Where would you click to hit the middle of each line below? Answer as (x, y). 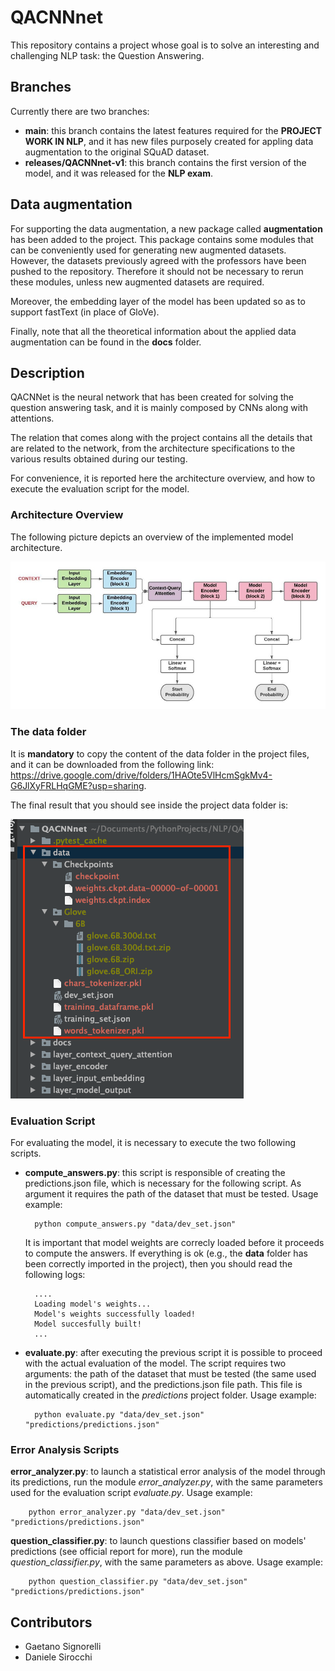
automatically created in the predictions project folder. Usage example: (170, 1395)
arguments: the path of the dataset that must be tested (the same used (170, 1374)
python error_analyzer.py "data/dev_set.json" (127, 1512)
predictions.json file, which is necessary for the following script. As (163, 1183)
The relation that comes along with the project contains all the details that (161, 438)
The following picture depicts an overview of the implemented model (152, 537)
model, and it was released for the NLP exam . (118, 173)
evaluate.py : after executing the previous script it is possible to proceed (173, 1352)
